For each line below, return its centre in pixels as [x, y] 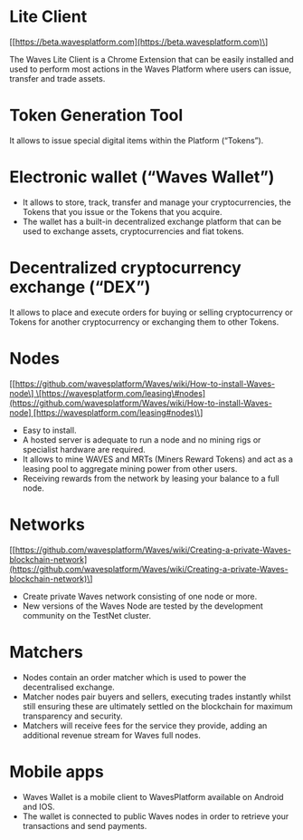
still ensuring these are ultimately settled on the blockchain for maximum [158, 706]
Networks [47, 524]
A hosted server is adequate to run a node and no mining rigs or [142, 440]
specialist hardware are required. [84, 449]
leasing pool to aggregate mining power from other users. [130, 468]
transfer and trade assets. [57, 78]
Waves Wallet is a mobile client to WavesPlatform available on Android [153, 796]
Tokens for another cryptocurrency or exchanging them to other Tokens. [144, 322]
